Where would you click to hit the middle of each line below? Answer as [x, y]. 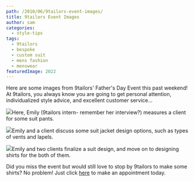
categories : [20, 28]
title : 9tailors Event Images [43, 17]
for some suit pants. [30, 119]
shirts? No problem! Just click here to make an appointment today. [86, 173]
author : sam [20, 22]
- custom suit [28, 55]
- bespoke [23, 50]
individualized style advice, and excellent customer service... [79, 101]
